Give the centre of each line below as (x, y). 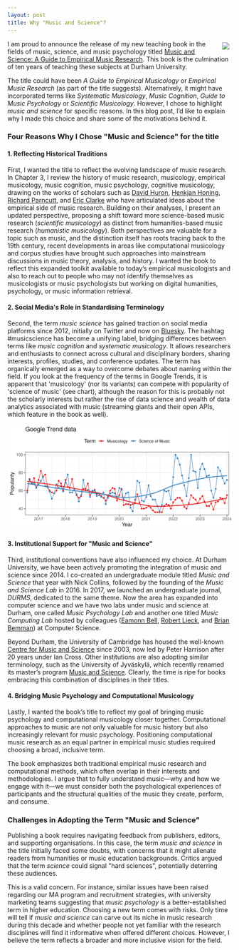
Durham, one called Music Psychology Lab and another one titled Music (113, 612)
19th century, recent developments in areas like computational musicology (116, 246)
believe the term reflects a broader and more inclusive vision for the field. (115, 940)
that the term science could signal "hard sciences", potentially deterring (113, 866)
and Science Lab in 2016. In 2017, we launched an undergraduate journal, (115, 590)
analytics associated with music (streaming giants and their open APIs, (111, 406)
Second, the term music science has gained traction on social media (107, 323)
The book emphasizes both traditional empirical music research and (107, 763)
